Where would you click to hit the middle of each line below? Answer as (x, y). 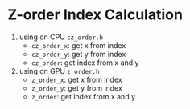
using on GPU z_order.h (59, 71)
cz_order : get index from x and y (85, 63)
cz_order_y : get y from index (78, 54)
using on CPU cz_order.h (61, 37)
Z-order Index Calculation (95, 15)
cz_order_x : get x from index (78, 45)
